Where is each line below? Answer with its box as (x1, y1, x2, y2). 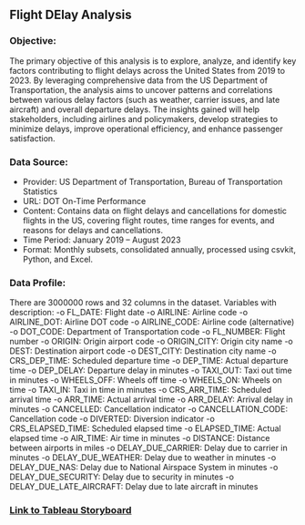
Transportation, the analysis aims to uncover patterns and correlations (9, 84, 273, 95)
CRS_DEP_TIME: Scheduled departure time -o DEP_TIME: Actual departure (9, 355, 289, 366)
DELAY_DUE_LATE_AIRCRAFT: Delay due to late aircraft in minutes (9, 481, 259, 492)
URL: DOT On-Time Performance (22, 195, 147, 206)
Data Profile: (9, 276, 66, 289)
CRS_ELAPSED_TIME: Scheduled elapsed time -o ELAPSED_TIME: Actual (9, 423, 281, 434)
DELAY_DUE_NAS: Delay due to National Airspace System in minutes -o (9, 462, 279, 473)
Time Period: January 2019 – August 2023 (22, 234, 181, 245)
